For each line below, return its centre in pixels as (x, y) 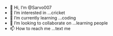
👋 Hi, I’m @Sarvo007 (31, 8)
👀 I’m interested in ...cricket (37, 13)
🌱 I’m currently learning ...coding (43, 18)
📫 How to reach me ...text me (40, 28)
